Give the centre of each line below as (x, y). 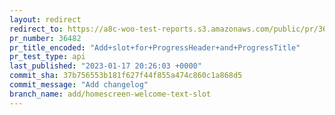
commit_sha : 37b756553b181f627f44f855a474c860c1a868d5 (126, 76)
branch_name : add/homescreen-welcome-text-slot (110, 94)
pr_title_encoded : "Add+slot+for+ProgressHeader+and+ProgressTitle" (155, 47)
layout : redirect (45, 19)
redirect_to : (36, 29)
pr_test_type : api (47, 57)
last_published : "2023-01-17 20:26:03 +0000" (105, 66)
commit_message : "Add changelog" (79, 85)
